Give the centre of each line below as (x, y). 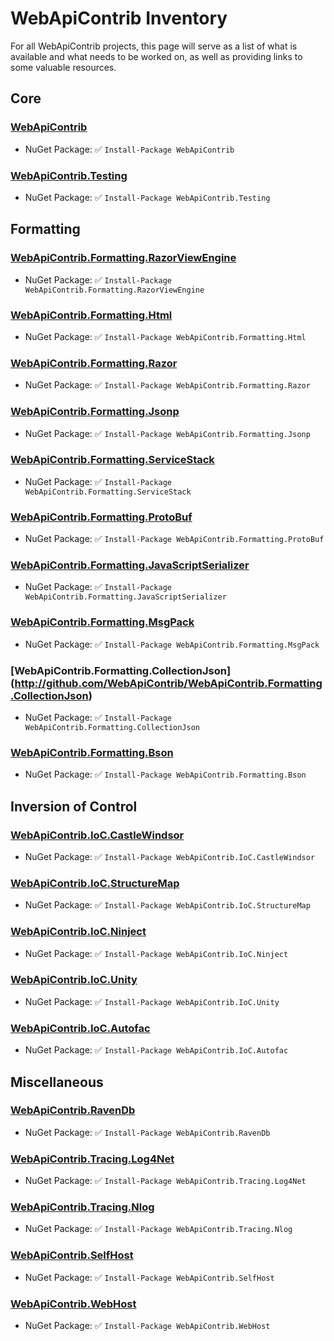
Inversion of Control (74, 806)
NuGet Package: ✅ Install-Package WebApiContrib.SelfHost (149, 1277)
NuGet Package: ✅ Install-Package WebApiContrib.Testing (147, 197)
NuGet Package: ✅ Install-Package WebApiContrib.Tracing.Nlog (158, 1229)
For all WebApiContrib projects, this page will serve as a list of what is (154, 46)
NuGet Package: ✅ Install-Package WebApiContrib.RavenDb (147, 1132)
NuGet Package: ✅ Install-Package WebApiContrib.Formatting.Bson (165, 774)
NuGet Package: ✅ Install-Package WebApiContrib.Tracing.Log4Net (165, 1181)
